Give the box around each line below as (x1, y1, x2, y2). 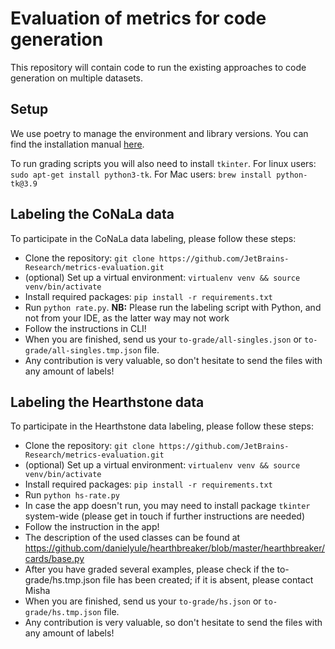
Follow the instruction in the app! (24, 521, 160, 533)
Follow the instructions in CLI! (24, 322, 147, 334)
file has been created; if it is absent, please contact (102, 574, 314, 586)
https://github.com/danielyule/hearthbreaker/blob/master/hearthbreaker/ (24, 542, 326, 554)
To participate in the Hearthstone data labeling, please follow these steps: (10, 420, 314, 432)
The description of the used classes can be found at (24, 532, 241, 544)
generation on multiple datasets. (10, 72, 144, 84)
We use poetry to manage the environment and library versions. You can (10, 127, 309, 139)
